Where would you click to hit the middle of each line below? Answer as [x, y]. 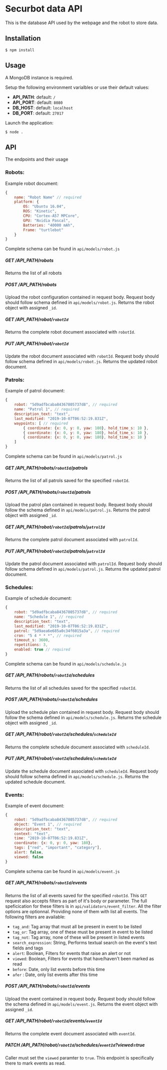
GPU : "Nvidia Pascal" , [47, 221]
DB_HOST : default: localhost [43, 108]
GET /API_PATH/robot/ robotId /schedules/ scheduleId [61, 734]
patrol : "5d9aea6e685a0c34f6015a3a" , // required [67, 631]
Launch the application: [29, 123]
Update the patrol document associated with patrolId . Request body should [84, 564]
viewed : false [29, 857]
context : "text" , [32, 834]
